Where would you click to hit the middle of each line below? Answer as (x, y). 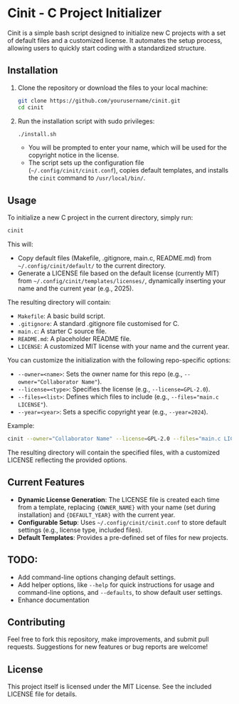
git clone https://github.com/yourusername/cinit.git (99, 101)
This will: (20, 245)
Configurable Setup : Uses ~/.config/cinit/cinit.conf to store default (122, 522)
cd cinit (31, 107)
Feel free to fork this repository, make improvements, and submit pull (108, 639)
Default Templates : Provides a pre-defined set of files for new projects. (123, 537)
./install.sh (37, 134)
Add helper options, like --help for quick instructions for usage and (116, 585)
